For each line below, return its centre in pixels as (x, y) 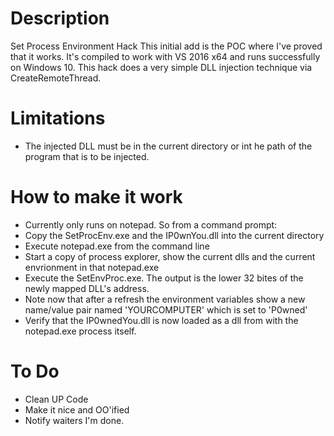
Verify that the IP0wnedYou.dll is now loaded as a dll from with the (161, 320)
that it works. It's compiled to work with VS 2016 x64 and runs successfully (165, 56)
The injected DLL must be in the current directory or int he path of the (168, 146)
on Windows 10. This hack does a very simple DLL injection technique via (161, 67)
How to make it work (96, 197)
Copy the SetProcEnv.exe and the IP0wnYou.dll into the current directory (174, 235)
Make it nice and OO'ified (77, 409)
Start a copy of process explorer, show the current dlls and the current (170, 256)
